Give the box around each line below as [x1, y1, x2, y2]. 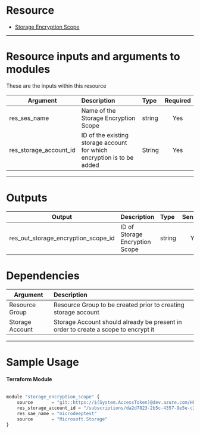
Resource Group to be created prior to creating [53, 301, 185, 309]
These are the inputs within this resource [6, 82, 107, 89]
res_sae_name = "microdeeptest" [17, 410, 97, 416]
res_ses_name [9, 114, 49, 122]
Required [164, 96, 191, 104]
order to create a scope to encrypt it [53, 325, 155, 333]
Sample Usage [6, 355, 79, 369]
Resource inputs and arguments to [6, 50, 180, 63]
